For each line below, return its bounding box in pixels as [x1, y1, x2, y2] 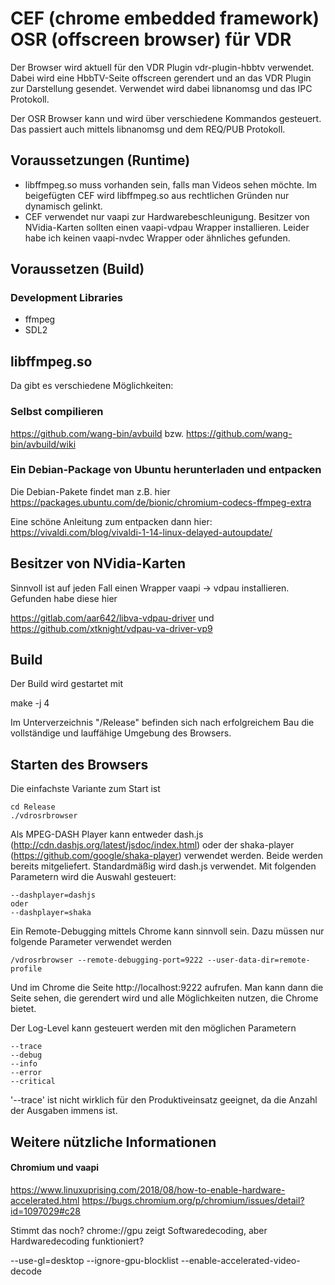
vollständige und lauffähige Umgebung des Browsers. [10, 727, 232, 739]
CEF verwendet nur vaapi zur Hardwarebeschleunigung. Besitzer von [24, 210, 310, 222]
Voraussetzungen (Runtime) [10, 152, 191, 169]
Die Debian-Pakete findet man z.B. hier [10, 485, 171, 497]
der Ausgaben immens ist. [10, 1105, 118, 1117]
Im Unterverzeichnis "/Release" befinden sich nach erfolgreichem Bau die [10, 717, 315, 729]
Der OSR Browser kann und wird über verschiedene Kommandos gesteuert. [10, 112, 322, 124]
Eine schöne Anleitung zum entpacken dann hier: [10, 515, 213, 527]
